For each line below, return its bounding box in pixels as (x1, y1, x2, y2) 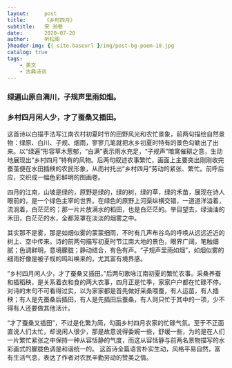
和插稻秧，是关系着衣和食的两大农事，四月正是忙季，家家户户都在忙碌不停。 (7, 278, 225, 286)
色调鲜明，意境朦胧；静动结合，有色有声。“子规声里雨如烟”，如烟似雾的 (19, 245, 224, 254)
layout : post (7, 10, 57, 17)
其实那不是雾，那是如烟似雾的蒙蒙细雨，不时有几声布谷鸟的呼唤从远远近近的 (7, 228, 225, 236)
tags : (7, 55, 23, 62)
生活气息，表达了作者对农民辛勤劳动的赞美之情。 (12, 353, 153, 361)
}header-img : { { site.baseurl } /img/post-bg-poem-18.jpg (7, 42, 175, 49)
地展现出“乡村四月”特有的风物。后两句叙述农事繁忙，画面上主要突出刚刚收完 (7, 155, 224, 164)
